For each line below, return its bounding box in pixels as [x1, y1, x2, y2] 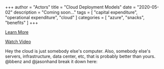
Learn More [5, 29, 29, 35]
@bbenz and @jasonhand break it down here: [5, 59, 98, 64]
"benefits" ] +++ [5, 20, 38, 25]
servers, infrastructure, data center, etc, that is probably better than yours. [5, 53, 156, 59]
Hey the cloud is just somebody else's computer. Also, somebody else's [5, 48, 151, 54]
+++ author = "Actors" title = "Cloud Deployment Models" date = [5, 4, 136, 10]
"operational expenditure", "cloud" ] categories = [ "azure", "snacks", [5, 15, 145, 20]
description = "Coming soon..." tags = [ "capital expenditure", [13, 9, 138, 15]
